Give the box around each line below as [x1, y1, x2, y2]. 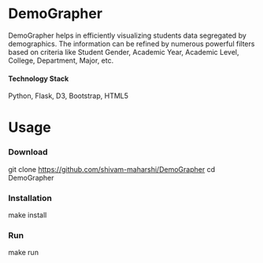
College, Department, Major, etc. [8, 56, 114, 65]
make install [8, 210, 47, 220]
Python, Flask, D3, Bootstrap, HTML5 [8, 91, 128, 100]
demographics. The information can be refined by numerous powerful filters [8, 38, 255, 48]
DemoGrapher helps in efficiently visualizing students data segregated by [8, 31, 246, 40]
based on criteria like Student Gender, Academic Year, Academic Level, [8, 47, 239, 57]
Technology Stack [8, 74, 69, 83]
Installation [8, 192, 53, 203]
